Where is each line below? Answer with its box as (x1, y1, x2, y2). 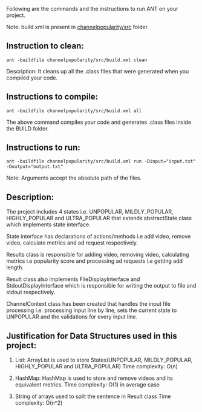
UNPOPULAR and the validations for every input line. (6, 313, 138, 320)
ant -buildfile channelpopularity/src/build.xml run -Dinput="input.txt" (6, 158, 197, 164)
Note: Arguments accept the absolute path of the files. (6, 174, 142, 181)
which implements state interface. (6, 221, 91, 228)
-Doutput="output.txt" (6, 164, 64, 170)
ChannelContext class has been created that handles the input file (6, 300, 171, 308)
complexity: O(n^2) (15, 399, 63, 407)
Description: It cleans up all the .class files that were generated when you (6, 67, 189, 75)
